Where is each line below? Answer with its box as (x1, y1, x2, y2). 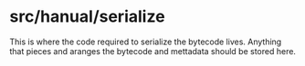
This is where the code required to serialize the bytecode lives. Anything (9, 36, 282, 47)
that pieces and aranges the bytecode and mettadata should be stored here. (9, 45, 297, 56)
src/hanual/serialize (9, 6, 166, 27)
